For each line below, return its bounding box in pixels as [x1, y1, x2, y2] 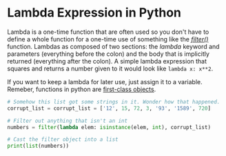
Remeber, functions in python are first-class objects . [7, 85, 156, 93]
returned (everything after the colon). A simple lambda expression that [7, 57, 207, 65]
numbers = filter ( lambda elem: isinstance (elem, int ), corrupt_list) [7, 124, 212, 130]
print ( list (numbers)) [7, 143, 70, 150]
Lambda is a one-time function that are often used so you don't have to [7, 28, 209, 36]
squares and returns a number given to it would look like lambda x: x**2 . [7, 64, 214, 72]
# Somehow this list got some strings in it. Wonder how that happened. [7, 98, 220, 105]
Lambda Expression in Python [7, 5, 181, 21]
